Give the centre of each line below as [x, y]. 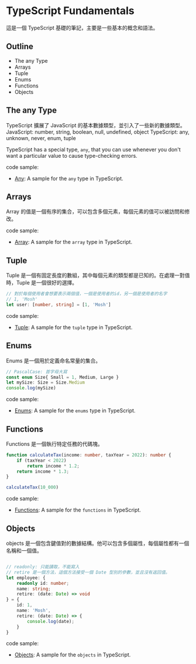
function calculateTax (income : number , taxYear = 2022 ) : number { [89, 455]
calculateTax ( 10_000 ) [32, 487]
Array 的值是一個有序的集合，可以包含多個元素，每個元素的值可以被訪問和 [95, 212]
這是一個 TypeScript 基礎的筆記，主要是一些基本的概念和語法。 [82, 28]
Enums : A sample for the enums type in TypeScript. [75, 411]
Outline [20, 47]
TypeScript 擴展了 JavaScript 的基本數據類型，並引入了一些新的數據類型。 [96, 125]
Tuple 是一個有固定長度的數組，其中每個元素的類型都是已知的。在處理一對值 [98, 275]
